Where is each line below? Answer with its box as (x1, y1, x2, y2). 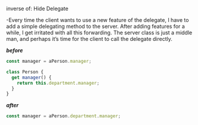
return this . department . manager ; (17, 80, 100, 86)
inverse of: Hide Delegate (6, 5, 68, 12)
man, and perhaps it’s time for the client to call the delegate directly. (6, 36, 172, 42)
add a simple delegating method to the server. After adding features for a (6, 23, 186, 30)
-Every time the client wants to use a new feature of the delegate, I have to (6, 17, 189, 23)
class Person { (6, 69, 44, 75)
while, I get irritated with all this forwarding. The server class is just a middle (6, 29, 193, 36)
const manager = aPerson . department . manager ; (6, 113, 121, 119)
